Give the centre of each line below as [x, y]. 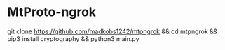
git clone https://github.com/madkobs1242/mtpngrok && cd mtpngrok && [112, 31]
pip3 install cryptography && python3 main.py [73, 38]
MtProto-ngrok [52, 12]
